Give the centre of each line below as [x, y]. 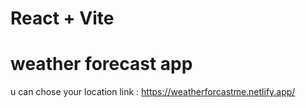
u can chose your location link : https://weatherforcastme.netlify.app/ [153, 92]
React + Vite [62, 18]
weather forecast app [101, 64]
